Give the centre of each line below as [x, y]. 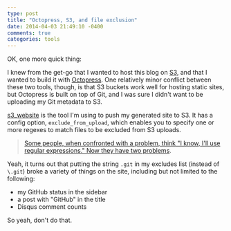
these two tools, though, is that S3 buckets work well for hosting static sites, [116, 87]
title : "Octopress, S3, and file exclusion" [72, 20]
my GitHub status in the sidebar [62, 192]
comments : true [29, 33]
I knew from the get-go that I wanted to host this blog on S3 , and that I [107, 73]
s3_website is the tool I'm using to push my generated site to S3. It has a [110, 115]
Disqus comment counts [52, 207]
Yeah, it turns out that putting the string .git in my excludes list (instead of [113, 164]
